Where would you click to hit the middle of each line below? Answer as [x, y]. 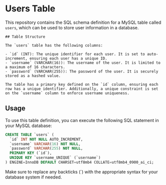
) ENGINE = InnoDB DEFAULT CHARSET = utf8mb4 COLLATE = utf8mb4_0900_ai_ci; [80, 162]
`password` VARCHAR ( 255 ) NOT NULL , [46, 149]
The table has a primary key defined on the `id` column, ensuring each [82, 84]
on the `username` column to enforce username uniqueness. [67, 93]
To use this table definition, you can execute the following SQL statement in [82, 120]
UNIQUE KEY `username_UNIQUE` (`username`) [55, 158]
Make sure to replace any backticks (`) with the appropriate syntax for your [82, 172]
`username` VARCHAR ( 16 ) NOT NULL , [45, 144]
